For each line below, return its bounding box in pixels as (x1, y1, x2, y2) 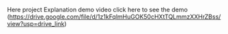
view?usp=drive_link (7, 20, 65, 27)
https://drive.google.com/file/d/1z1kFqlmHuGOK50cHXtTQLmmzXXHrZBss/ (9, 13, 221, 21)
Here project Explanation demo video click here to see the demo (7, 6, 188, 13)
